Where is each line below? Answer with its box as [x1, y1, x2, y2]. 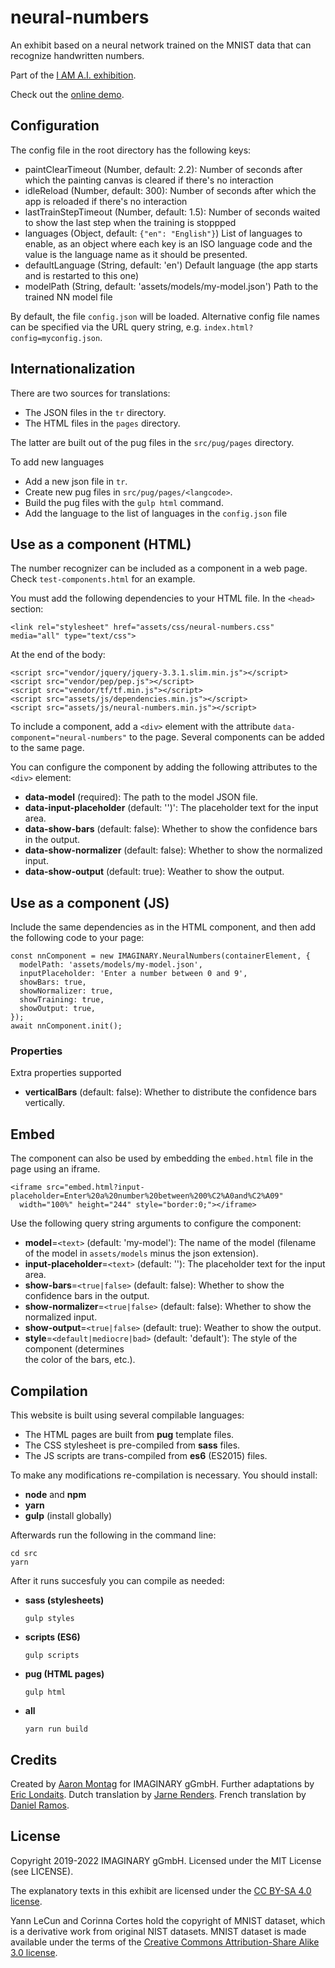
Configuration [10, 117, 100, 135]
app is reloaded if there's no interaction [24, 195, 188, 207]
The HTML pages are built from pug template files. [24, 1429, 235, 1441]
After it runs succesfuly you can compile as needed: [10, 1575, 225, 1587]
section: [10, 603, 44, 615]
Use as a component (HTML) [10, 536, 192, 553]
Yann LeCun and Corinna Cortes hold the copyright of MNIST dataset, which [10, 1914, 326, 1926]
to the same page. [10, 742, 85, 754]
